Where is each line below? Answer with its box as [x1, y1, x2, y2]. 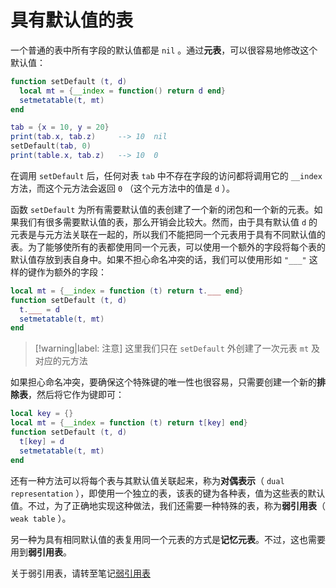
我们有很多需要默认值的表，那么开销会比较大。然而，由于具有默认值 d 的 [18, 216, 318, 228]
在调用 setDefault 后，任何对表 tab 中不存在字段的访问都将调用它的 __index [10, 169, 323, 181]
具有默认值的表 [10, 9, 134, 32]
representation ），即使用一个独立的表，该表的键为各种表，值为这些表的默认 [10, 487, 326, 499]
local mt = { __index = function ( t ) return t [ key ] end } [10, 418, 248, 428]
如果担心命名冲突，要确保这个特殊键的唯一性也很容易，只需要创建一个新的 [10, 376, 317, 388]
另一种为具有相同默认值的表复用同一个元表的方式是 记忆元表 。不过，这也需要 [10, 533, 326, 545]
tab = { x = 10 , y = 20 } [10, 122, 110, 133]
